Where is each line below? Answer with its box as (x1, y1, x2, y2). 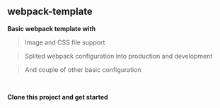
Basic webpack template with (7, 24, 96, 32)
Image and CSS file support (24, 38, 105, 47)
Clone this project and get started (7, 92, 108, 101)
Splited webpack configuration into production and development (24, 52, 213, 60)
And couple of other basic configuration (24, 65, 141, 73)
